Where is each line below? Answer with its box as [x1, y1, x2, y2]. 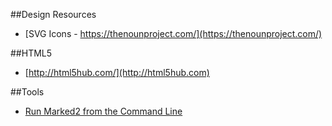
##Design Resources [10, 9, 97, 20]
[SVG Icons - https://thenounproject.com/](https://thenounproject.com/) [24, 28, 323, 39]
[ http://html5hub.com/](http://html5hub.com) [24, 67, 210, 78]
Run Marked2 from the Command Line [24, 105, 183, 117]
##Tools [10, 86, 45, 98]
